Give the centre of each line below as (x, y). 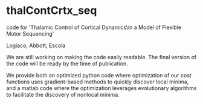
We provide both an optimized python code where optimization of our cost (99, 75)
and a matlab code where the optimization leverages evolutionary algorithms (101, 88)
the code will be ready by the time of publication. (67, 63)
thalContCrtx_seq (52, 11)
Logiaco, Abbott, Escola (36, 45)
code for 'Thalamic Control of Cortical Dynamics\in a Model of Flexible (94, 27)
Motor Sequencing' (30, 33)
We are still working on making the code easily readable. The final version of (101, 57)
